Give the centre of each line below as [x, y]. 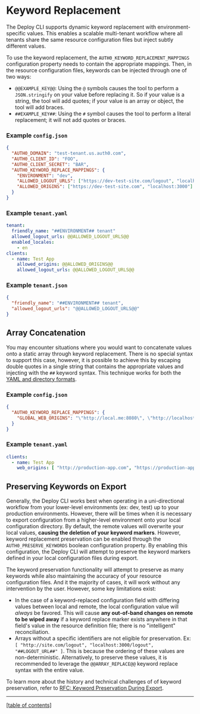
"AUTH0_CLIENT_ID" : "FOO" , [45, 159]
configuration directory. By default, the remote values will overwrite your [95, 526]
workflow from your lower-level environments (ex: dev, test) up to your [93, 507]
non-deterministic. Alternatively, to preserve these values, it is [91, 657]
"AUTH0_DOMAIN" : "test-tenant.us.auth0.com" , [69, 154]
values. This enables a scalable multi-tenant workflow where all [105, 33]
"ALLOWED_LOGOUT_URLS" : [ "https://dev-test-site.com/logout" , [96, 181]
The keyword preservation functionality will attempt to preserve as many [95, 570]
